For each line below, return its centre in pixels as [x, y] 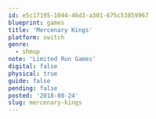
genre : [19, 45]
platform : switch [36, 37]
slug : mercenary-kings [45, 103]
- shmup [28, 52]
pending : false [33, 88]
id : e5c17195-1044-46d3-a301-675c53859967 [78, 15]
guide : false [29, 81]
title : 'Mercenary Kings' [50, 30]
